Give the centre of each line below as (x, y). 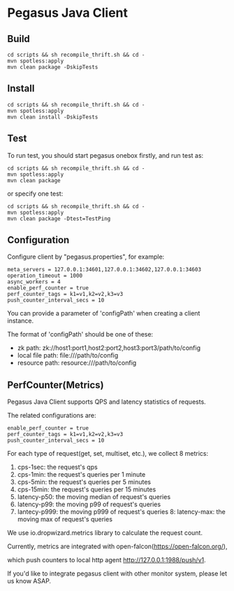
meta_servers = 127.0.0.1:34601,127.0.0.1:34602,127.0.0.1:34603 (104, 270)
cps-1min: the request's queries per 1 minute (81, 475)
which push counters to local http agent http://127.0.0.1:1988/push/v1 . (107, 560)
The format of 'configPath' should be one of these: (80, 334)
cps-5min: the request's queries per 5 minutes (84, 482)
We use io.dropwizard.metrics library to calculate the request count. (105, 533)
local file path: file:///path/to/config (68, 355)
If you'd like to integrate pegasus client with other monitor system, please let (117, 573)
